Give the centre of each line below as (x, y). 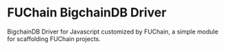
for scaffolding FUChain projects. (54, 38)
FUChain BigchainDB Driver (87, 13)
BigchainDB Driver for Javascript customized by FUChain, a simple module (113, 32)
